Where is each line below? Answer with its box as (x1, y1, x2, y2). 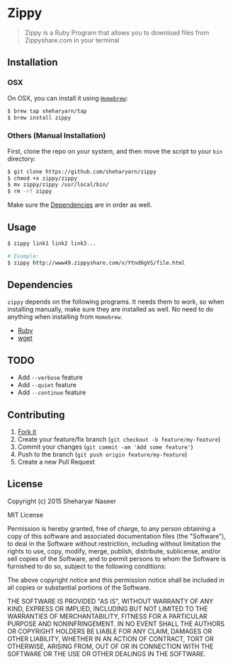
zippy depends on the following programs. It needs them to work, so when (7, 297, 225, 306)
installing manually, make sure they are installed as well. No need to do (7, 305, 214, 314)
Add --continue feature (17, 388, 86, 397)
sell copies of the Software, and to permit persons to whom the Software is (7, 554, 227, 563)
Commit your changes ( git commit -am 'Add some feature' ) (17, 442, 193, 451)
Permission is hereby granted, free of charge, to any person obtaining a (7, 524, 216, 532)
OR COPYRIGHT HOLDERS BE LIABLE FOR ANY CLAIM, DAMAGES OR (7, 626, 212, 635)
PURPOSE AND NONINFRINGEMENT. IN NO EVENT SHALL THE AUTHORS (7, 619, 225, 628)
